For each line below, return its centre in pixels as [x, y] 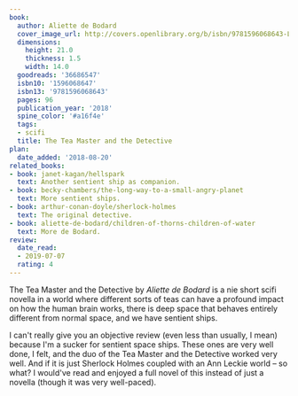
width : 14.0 [47, 67]
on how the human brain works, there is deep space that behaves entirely [143, 308]
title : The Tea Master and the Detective [95, 141]
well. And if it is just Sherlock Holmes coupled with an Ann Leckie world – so [149, 363]
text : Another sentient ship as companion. [98, 182]
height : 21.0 [49, 50]
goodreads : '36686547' [59, 75]
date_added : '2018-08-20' [65, 157]
